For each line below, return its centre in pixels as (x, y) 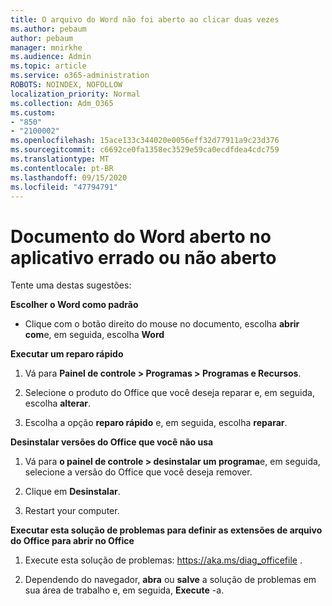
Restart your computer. (72, 511)
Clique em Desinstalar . (72, 492)
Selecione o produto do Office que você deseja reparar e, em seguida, (169, 393)
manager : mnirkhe (46, 47)
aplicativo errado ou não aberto (143, 257)
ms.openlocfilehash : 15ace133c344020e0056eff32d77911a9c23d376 (145, 141)
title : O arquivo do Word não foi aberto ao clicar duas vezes (145, 19)
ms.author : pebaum (48, 29)
